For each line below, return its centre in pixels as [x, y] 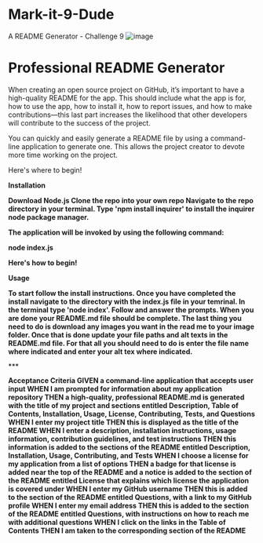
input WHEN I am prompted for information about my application [115, 388]
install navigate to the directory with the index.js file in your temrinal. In [127, 301]
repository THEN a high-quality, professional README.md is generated [126, 397]
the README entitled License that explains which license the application [129, 480]
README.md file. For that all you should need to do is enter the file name [128, 343]
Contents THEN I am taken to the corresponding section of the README [127, 530]
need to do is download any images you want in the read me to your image [131, 326]
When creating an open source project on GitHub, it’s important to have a [126, 89]
